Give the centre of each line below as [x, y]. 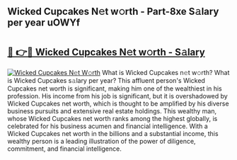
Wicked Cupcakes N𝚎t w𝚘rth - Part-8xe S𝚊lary [113, 12]
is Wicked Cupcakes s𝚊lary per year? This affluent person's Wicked [106, 80]
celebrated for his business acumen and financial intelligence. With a [108, 126]
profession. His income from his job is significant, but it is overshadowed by [117, 96]
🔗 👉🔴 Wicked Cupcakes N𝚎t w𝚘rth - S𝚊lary [106, 52]
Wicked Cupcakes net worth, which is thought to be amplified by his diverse [118, 103]
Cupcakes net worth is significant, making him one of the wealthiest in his [115, 88]
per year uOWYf [44, 23]
